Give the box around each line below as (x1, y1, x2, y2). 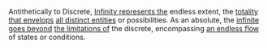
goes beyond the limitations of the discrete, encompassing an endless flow (8, 24, 260, 33)
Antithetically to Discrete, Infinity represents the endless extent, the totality (8, 7, 258, 16)
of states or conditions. (8, 32, 86, 42)
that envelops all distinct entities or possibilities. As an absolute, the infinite (8, 15, 260, 25)
